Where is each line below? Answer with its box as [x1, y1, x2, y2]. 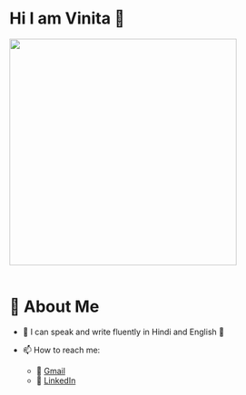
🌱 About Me [9, 296, 100, 317]
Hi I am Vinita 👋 [9, 8, 125, 29]
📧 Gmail [35, 365, 66, 376]
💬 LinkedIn [35, 375, 76, 386]
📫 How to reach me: [22, 344, 101, 355]
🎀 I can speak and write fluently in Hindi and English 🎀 [22, 326, 225, 337]
